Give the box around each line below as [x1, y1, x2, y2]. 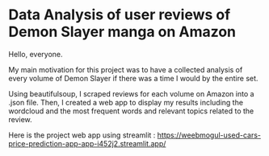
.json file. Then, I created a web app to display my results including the [8, 97, 244, 107]
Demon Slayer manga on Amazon [8, 23, 237, 41]
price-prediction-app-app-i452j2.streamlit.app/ [8, 138, 166, 148]
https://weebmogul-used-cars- [157, 130, 261, 140]
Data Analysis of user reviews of [8, 6, 231, 24]
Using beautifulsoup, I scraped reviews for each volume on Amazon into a [8, 88, 254, 98]
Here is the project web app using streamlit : [8, 130, 156, 140]
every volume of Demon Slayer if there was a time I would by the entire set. [8, 73, 258, 83]
